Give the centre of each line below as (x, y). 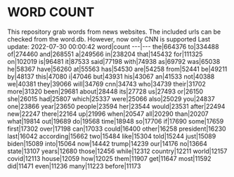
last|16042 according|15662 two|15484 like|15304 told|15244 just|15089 (112, 136)
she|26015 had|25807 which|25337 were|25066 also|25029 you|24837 (111, 98)
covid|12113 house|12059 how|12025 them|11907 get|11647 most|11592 (109, 158)
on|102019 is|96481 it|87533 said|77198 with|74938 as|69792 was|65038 (114, 61)
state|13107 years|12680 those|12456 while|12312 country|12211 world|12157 (117, 151)
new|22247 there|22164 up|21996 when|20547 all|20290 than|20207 (108, 114)
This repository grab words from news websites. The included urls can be (114, 32)
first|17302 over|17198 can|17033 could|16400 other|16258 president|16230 (117, 129)
